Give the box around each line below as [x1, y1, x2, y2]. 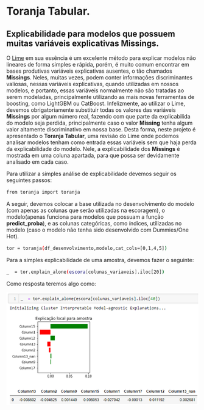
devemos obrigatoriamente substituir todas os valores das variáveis [6, 106, 176, 114]
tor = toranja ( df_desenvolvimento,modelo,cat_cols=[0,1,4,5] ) [6, 245, 167, 251]
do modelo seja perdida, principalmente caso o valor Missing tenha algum [6, 119, 193, 126]
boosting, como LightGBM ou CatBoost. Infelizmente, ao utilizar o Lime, [6, 100, 186, 107]
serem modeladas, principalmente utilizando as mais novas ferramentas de [6, 93, 195, 100]
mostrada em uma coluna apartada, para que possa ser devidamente [6, 152, 180, 159]
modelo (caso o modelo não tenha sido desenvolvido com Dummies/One [6, 226, 189, 233]
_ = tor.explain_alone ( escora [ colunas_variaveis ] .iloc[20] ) [6, 269, 165, 275]
